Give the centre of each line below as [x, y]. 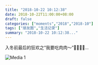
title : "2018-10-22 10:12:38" [36, 10]
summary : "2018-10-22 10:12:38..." [42, 33]
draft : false [18, 19]
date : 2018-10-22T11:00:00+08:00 [39, 14]
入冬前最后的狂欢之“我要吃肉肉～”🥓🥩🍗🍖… [47, 47]
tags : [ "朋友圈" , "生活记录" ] [33, 28]
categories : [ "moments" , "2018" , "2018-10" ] [49, 24]
